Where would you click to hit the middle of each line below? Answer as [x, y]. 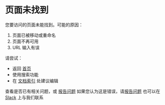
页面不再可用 [25, 41]
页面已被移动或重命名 [34, 35]
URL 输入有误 [26, 47]
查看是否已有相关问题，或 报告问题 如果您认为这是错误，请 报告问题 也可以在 [83, 91]
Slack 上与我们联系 [24, 97]
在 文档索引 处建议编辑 [35, 81]
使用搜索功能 [25, 74]
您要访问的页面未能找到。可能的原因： [44, 25]
